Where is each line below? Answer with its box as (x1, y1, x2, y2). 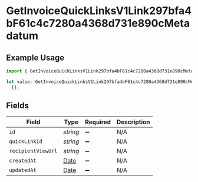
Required (84, 118, 111, 126)
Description (116, 118, 150, 126)
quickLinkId (9, 138, 43, 145)
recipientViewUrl (9, 148, 58, 154)
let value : (6, 78, 33, 85)
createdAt (9, 157, 37, 164)
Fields (6, 101, 29, 111)
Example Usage (6, 52, 65, 62)
